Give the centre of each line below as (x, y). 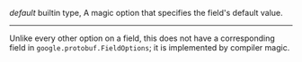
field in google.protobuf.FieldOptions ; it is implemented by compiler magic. (150, 47)
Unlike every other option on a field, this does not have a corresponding (142, 38)
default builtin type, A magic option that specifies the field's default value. (146, 13)
